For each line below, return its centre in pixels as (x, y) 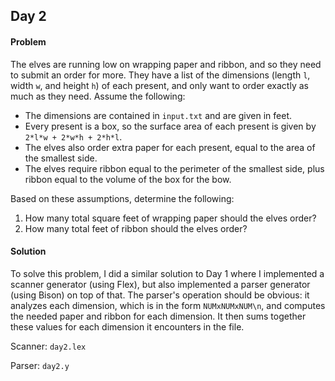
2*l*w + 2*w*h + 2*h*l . (73, 136)
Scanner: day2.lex (48, 346)
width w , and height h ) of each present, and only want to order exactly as (159, 85)
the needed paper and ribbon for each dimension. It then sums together (158, 316)
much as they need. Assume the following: (98, 96)
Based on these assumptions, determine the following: (122, 198)
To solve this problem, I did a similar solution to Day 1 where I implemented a (167, 273)
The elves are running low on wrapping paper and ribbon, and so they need (166, 64)
